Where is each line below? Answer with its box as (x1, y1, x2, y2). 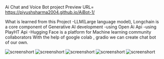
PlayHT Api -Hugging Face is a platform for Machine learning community (5, 29, 151, 35)
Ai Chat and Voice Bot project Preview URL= (5, 4, 94, 10)
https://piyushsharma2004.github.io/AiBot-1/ (5, 9, 95, 15)
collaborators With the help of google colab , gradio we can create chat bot (5, 34, 156, 40)
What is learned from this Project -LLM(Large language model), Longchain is (5, 19, 159, 24)
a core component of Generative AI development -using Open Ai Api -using (5, 24, 157, 30)
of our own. (5, 39, 28, 45)
